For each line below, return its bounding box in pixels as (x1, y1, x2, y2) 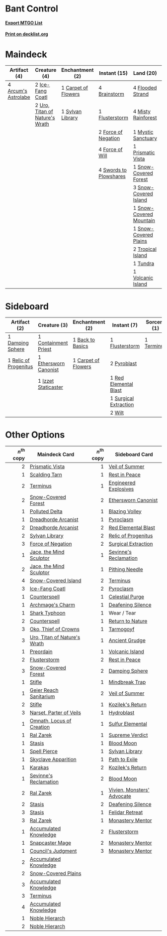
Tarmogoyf (108, 625, 135, 632)
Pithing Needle (108, 566, 143, 573)
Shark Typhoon (29, 609, 66, 616)
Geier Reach (29, 686, 59, 693)
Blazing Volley (108, 508, 142, 515)
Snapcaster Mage (29, 839, 71, 846)
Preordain (29, 648, 53, 655)
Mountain (133, 217, 156, 224)
